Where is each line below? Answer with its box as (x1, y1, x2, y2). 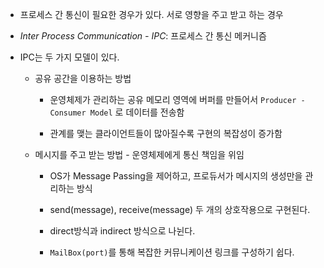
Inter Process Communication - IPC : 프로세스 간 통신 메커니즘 (19, 30, 267, 42)
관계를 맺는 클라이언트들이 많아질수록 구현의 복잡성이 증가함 (49, 128, 283, 139)
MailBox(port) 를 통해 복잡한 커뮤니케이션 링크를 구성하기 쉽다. (49, 246, 295, 258)
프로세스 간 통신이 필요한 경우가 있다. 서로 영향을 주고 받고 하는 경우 (19, 9, 284, 20)
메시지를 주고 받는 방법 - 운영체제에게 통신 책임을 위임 (34, 149, 245, 160)
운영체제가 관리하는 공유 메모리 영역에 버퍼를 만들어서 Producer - (49, 94, 306, 105)
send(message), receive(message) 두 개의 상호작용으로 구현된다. (49, 204, 311, 215)
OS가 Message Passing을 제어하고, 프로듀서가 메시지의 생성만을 (49, 170, 303, 182)
